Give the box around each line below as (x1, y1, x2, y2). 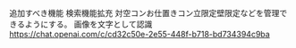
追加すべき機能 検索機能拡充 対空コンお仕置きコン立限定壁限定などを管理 (9, 8, 280, 18)
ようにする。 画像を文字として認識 (24, 19, 153, 29)
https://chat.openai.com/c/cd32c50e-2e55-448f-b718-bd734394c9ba (9, 29, 270, 39)
